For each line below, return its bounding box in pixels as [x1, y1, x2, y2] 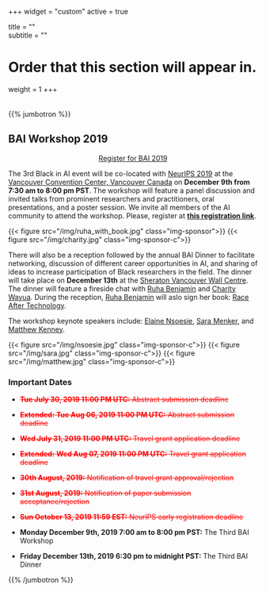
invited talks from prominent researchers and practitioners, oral [8, 194, 215, 203]
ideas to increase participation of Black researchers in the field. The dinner [8, 267, 253, 276]
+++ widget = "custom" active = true [8, 7, 129, 16]
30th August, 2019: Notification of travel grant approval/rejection [19, 473, 234, 482]
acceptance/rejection [19, 497, 89, 506]
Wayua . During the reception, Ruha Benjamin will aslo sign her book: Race [8, 292, 249, 302]
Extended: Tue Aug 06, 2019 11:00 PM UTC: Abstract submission [19, 410, 235, 420]
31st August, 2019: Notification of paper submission [19, 488, 192, 498]
